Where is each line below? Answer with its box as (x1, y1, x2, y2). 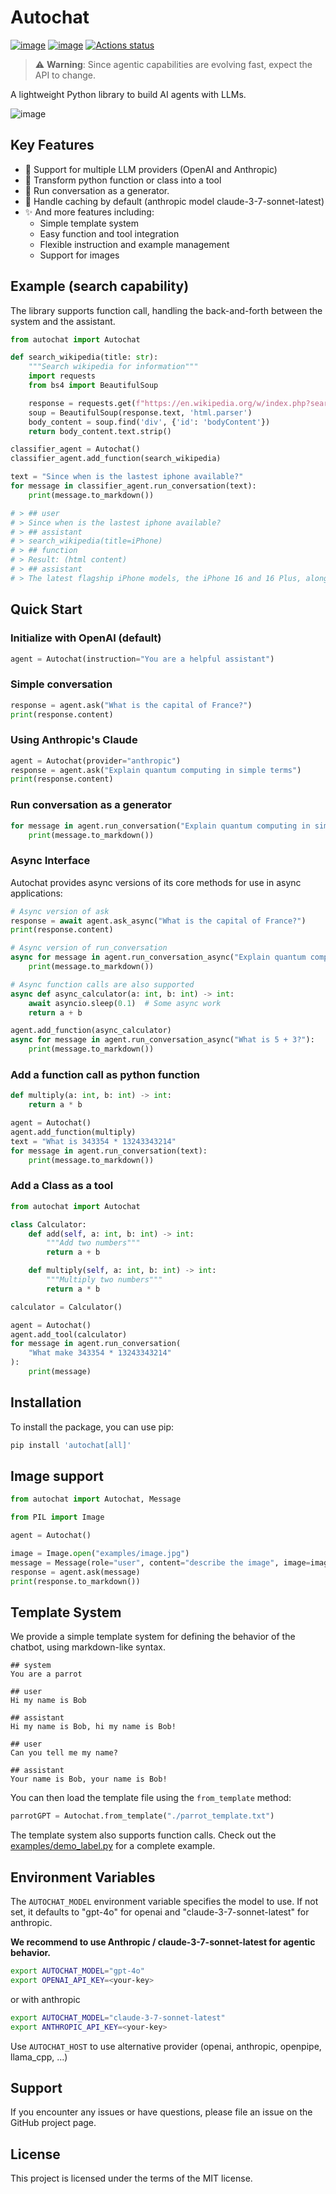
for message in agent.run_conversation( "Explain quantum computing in (10, 821, 311, 831)
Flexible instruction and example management (39, 238, 230, 250)
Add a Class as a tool (10, 1179, 114, 1193)
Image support (10, 1467, 104, 1485)
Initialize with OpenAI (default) (10, 631, 162, 645)
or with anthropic (10, 1993, 81, 2005)
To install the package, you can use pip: (10, 1421, 175, 1433)
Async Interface (10, 854, 91, 868)
